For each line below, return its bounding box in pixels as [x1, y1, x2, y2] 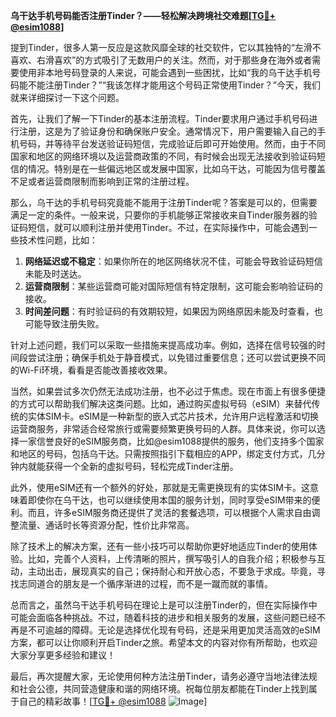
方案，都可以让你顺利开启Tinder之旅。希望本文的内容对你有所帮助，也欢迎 [10, 637, 318, 648]
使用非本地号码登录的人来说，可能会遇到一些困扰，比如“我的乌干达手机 [18, 67, 313, 78]
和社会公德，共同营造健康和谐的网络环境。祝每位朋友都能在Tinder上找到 [10, 683, 309, 694]
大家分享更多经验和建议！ [10, 649, 116, 661]
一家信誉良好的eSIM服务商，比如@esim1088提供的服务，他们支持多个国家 [18, 435, 325, 447]
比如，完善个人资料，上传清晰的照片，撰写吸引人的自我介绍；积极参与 [27, 553, 317, 564]
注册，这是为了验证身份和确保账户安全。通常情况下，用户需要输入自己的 [18, 125, 317, 137]
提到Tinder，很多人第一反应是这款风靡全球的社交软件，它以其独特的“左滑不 [10, 42, 322, 53]
